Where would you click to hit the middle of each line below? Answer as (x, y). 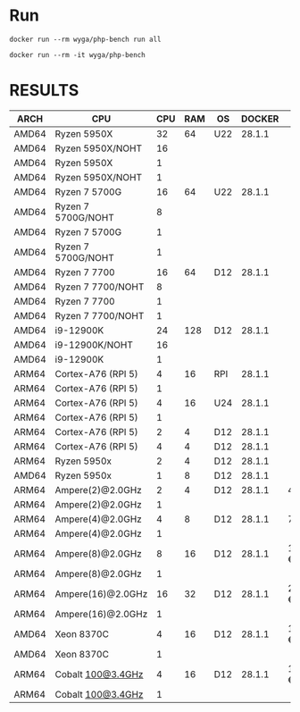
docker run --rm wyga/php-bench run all (86, 39)
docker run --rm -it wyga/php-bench (77, 54)
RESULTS (44, 91)
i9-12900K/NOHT (94, 345)
